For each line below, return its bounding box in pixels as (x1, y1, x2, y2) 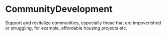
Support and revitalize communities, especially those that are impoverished (5, 20, 161, 26)
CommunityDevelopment (5, 3, 113, 15)
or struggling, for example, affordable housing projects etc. (5, 25, 127, 31)
